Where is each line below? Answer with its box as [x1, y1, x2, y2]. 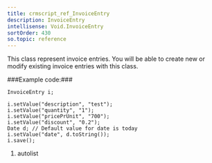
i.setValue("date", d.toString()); [7, 131, 110, 138]
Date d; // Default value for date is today [7, 125, 138, 132]
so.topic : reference [7, 36, 67, 43]
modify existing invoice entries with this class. [7, 62, 139, 70]
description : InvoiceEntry [7, 17, 85, 23]
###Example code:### [7, 75, 73, 84]
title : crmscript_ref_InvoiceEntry [7, 10, 110, 17]
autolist [17, 149, 39, 157]
